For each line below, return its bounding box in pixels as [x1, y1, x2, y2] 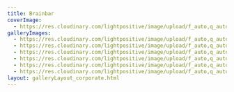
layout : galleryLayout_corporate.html [7, 74, 120, 82]
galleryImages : [7, 29, 52, 37]
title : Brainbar [7, 10, 54, 17]
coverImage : [7, 17, 42, 24]
